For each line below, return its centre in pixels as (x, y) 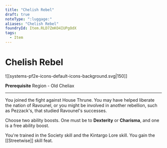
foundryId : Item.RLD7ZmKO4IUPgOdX (41, 28)
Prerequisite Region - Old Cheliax (40, 86)
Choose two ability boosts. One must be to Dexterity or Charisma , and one (82, 120)
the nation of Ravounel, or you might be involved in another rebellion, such (81, 105)
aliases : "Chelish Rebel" (32, 24)
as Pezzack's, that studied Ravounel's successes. (56, 111)
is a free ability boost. (27, 126)
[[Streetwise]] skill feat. (29, 141)
